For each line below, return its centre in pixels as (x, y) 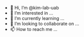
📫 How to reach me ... (34, 29)
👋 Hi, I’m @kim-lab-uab (35, 8)
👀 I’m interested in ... (32, 13)
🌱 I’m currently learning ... (37, 18)
